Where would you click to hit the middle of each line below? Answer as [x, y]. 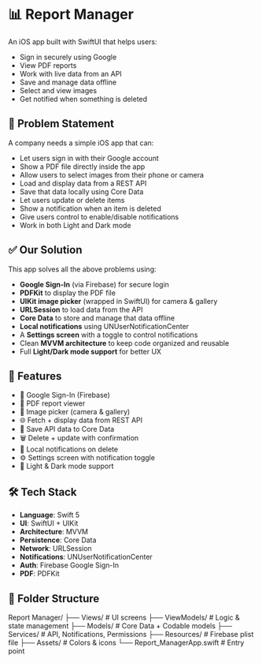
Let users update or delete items [72, 200]
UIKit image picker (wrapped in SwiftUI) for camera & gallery [118, 301]
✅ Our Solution [45, 250]
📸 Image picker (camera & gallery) [75, 412]
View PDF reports [48, 65]
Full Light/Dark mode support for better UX [90, 351]
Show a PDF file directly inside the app [82, 167]
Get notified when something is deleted [83, 99]
